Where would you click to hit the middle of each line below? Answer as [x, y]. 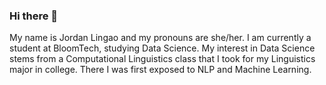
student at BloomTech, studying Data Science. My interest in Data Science [162, 48]
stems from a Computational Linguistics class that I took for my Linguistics [162, 59]
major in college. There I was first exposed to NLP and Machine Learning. [160, 70]
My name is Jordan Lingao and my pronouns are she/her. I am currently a [160, 38]
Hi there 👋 [34, 16]
